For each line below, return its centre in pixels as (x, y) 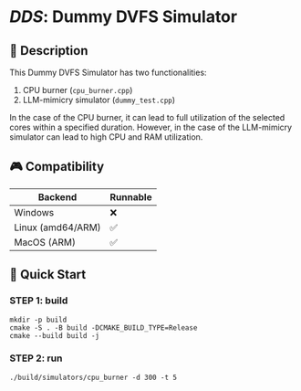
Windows (34, 212)
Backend (57, 196)
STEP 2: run (36, 358)
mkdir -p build (38, 320)
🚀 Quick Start (48, 275)
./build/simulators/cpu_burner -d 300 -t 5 (93, 377)
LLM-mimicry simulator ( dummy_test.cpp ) (99, 100)
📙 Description (49, 51)
